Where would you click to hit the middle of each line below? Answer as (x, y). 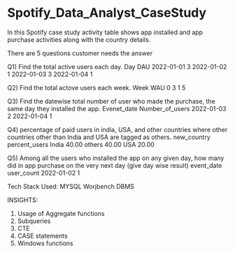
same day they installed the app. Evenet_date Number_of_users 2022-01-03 (117, 108)
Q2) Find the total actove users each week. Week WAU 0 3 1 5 (97, 87)
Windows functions (45, 243)
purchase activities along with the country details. (79, 39)
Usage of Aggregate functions (61, 213)
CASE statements (42, 236)
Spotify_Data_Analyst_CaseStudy (107, 13)
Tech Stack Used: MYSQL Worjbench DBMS (71, 186)
